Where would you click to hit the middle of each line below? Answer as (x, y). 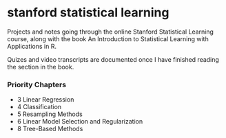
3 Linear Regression (45, 100)
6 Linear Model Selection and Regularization (80, 122)
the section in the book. (41, 67)
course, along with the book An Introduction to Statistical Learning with (108, 38)
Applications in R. (32, 46)
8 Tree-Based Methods (50, 129)
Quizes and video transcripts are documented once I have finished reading (113, 59)
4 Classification (39, 107)
